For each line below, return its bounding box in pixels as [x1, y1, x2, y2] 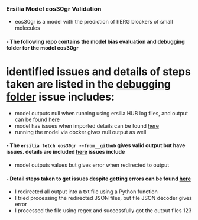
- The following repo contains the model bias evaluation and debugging [6, 38, 185, 45]
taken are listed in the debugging [6, 77, 171, 91]
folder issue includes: [6, 90, 115, 103]
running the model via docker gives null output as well [14, 128, 147, 135]
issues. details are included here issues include [6, 148, 125, 156]
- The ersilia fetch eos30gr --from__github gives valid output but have [6, 142, 186, 149]
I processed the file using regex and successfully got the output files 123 [14, 207, 192, 214]
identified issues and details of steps [6, 65, 191, 79]
